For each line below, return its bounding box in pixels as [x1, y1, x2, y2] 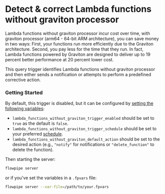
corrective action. [5, 77, 41, 83]
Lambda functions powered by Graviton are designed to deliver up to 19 [5, 51, 151, 57]
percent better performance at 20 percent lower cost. [5, 56, 114, 62]
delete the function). [12, 147, 54, 153]
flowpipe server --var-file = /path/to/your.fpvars [5, 185, 109, 190]
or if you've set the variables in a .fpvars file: [5, 175, 97, 181]
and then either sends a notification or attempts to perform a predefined [5, 71, 151, 77]
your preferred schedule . [12, 131, 63, 137]
